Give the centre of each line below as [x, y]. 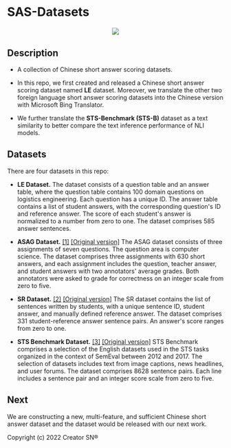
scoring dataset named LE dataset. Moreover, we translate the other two [119, 90]
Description [33, 53]
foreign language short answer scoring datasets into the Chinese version [120, 98]
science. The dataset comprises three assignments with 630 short [111, 256]
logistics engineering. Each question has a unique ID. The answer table [117, 199]
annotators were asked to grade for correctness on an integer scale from [120, 278]
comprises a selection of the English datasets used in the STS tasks [113, 349]
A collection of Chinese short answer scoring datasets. [95, 69]
